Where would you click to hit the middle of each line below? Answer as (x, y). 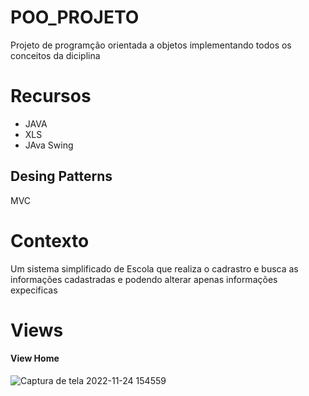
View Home (35, 358)
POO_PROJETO (75, 17)
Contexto (50, 240)
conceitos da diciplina (55, 55)
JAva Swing (49, 145)
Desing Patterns (61, 176)
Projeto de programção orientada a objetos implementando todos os (151, 45)
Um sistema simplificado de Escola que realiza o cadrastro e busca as (154, 268)
